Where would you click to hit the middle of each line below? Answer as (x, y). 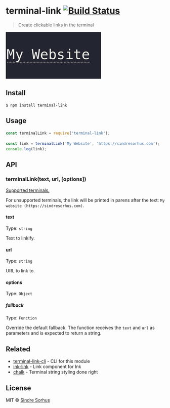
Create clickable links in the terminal (56, 25)
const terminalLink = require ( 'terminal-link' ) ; (58, 133)
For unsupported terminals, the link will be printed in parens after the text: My (85, 200)
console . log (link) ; (26, 149)
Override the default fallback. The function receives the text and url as (80, 328)
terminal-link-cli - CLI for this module (51, 361)
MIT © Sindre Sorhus (28, 400)
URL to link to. (20, 271)
